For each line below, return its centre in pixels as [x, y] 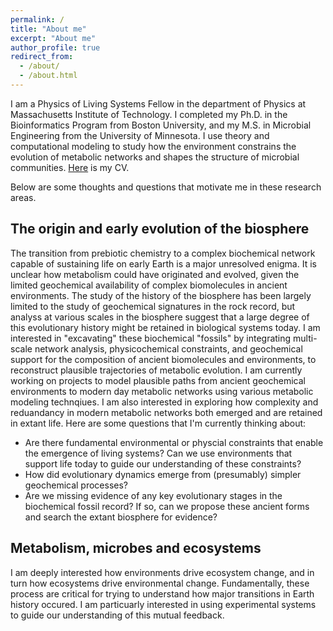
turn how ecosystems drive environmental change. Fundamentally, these [160, 583]
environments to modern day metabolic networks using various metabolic [162, 391]
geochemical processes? [76, 485]
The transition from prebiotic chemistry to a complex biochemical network [163, 253]
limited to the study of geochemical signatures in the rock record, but [153, 306]
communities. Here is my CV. [70, 167]
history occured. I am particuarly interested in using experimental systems [163, 604]
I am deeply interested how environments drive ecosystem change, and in [162, 572]
